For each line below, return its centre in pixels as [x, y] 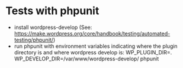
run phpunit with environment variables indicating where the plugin [96, 46]
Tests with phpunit [52, 11]
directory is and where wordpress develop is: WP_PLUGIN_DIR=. [93, 52]
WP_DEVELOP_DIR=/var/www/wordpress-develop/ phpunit [86, 59]
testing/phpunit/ [34, 40]
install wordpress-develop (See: [53, 27]
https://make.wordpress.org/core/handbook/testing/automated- [92, 33]
